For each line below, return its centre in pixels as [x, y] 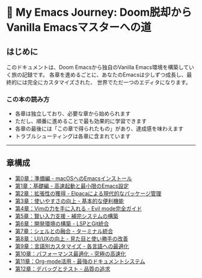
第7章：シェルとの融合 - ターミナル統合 [64, 231]
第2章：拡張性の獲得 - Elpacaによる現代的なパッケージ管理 [88, 194]
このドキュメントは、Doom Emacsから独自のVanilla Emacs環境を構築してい [100, 67]
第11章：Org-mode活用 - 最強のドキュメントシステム [80, 261]
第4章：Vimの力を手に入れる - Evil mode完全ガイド [78, 209]
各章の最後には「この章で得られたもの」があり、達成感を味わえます [99, 129]
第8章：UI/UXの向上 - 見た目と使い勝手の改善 [71, 239]
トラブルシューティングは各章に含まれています [73, 136]
